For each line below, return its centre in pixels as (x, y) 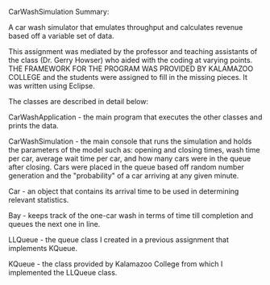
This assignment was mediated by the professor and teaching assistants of (133, 51)
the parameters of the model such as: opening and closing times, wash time (134, 150)
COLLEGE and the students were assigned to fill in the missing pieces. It (128, 77)
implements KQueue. (43, 248)
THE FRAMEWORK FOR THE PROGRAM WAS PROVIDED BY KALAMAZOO (131, 69)
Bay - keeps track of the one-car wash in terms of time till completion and (131, 216)
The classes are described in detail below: (79, 101)
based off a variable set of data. (61, 36)
